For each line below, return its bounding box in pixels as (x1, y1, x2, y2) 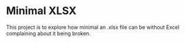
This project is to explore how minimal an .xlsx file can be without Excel (6, 24, 180, 31)
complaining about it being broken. (6, 29, 91, 37)
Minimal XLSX (6, 4, 77, 18)
